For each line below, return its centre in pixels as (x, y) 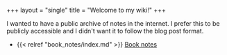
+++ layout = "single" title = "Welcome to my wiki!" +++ (86, 10)
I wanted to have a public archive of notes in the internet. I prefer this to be (113, 23)
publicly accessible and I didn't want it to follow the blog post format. (105, 31)
